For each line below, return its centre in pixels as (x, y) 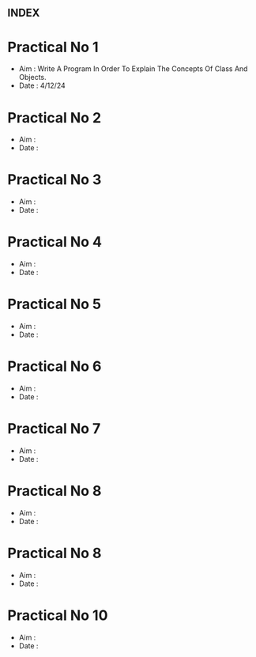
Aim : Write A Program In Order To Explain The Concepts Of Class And (133, 69)
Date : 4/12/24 (42, 85)
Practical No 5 (55, 304)
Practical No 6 (55, 366)
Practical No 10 (58, 615)
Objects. (32, 77)
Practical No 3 (55, 180)
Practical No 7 (54, 429)
